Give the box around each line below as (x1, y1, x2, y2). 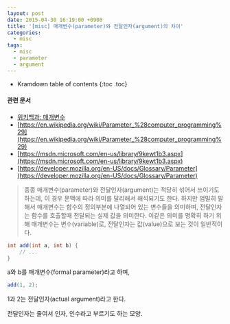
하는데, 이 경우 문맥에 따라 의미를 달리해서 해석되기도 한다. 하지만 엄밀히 (23, 194, 216, 202)
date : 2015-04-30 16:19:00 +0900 (7, 16, 103, 23)
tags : (7, 42, 23, 49)
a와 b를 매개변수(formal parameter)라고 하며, (7, 268, 130, 276)
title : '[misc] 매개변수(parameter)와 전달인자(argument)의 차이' (7, 23, 184, 29)
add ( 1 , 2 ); (7, 282, 38, 288)
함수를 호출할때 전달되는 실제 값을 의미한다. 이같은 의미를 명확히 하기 (31, 211, 215, 219)
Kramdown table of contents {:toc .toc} (16, 79, 128, 88)
